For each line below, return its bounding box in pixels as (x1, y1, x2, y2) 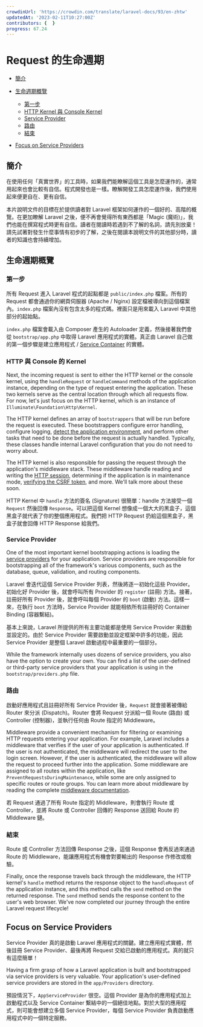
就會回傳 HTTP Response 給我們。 (16, 519, 103, 526)
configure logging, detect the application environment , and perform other (6, 427, 189, 435)
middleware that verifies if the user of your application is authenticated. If (6, 741, 189, 748)
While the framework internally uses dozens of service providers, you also (6, 651, 192, 658)
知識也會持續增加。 (16, 236, 65, 243)
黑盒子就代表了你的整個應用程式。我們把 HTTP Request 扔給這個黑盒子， (6, 512, 188, 519)
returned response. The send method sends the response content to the (6, 892, 185, 899)
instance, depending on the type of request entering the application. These (6, 384, 193, 391)
